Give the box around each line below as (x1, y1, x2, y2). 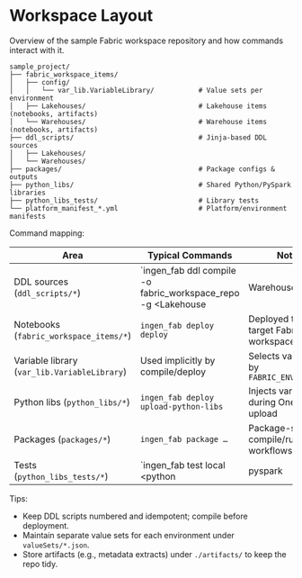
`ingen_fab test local (139, 458, 226, 471)
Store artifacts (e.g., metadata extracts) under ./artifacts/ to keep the (22, 548, 287, 559)
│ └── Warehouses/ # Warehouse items (9, 117, 268, 126)
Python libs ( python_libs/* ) (13, 395, 130, 408)
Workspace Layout (9, 5, 154, 26)
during (248, 395, 277, 408)
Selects (248, 349, 280, 362)
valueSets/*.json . (22, 539, 90, 550)
